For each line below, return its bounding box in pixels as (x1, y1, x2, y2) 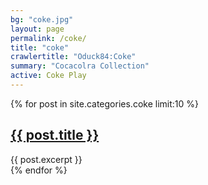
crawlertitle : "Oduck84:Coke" (10, 52, 137, 62)
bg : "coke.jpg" (10, 14, 74, 25)
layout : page (10, 24, 65, 34)
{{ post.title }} (10, 127, 100, 144)
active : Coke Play (10, 71, 87, 81)
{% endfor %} (10, 164, 68, 176)
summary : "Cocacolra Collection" (10, 61, 150, 71)
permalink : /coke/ (10, 33, 87, 43)
